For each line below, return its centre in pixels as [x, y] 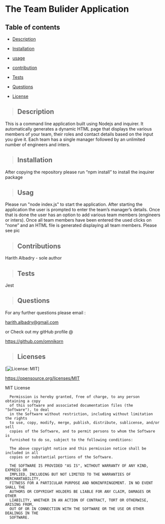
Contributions [39, 246]
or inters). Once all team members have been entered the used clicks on [78, 220]
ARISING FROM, [20, 504]
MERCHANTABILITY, [23, 479]
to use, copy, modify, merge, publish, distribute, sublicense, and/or [85, 423]
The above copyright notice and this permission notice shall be [78, 448]
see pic [13, 230]
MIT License [18, 388]
